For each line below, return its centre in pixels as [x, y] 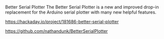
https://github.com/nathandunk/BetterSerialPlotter [57, 31]
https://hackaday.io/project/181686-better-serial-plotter [62, 22]
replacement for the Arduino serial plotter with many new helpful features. [81, 12]
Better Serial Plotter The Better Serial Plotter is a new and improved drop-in [82, 7]
